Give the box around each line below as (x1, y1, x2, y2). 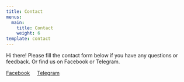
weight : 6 (16, 30, 41, 36)
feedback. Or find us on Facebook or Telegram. (6, 58, 120, 65)
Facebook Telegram (6, 70, 60, 76)
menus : (6, 14, 22, 20)
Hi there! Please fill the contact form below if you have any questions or (6, 52, 178, 59)
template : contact (6, 36, 51, 42)
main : (11, 19, 25, 25)
